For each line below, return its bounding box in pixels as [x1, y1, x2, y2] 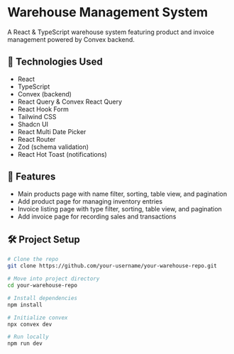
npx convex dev [7, 321, 52, 328]
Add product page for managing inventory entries [17, 197, 163, 206]
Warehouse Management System [7, 4, 208, 21]
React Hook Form [17, 104, 69, 114]
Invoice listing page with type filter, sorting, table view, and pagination [17, 204, 222, 213]
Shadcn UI [17, 120, 48, 128]
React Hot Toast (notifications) [17, 150, 108, 158]
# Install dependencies [7, 294, 78, 302]
